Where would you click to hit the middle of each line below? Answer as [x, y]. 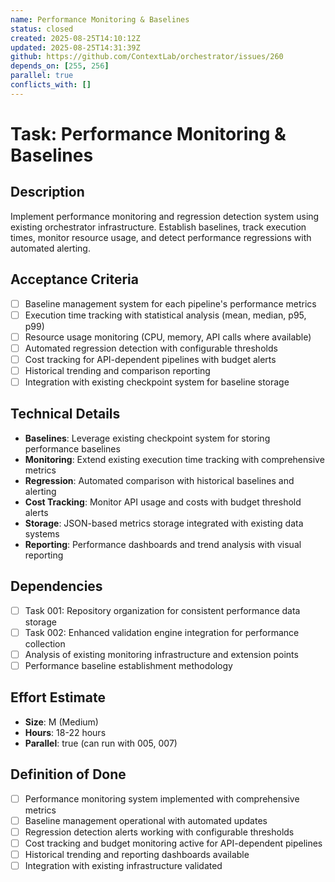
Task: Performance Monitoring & [148, 133]
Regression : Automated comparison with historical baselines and [159, 480]
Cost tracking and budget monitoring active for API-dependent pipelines [173, 843]
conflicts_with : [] [51, 85]
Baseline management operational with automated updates [146, 820]
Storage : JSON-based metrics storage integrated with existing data [164, 523]
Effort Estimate [58, 697]
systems [42, 533]
